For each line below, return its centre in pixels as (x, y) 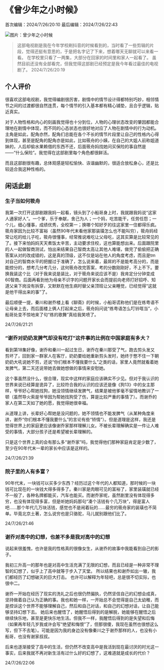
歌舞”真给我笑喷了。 (79, 315)
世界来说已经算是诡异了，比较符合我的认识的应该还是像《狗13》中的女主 (78, 384)
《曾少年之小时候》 (44, 10)
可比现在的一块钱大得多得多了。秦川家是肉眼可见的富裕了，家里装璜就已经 (84, 489)
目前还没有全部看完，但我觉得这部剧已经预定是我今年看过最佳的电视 (90, 64)
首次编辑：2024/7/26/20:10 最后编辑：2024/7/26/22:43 (61, 24)
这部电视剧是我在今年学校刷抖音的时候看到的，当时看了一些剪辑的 (83, 45)
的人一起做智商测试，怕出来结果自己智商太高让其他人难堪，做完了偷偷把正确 (82, 249)
